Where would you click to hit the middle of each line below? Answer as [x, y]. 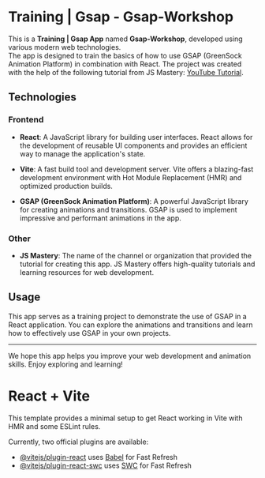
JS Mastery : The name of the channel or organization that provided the [136, 255]
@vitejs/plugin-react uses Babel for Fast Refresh [99, 457]
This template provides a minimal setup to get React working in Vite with [125, 418]
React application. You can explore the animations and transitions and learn [131, 325]
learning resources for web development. [87, 272]
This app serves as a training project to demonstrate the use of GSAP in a [127, 316]
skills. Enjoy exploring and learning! [66, 364]
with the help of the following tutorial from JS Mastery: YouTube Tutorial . [126, 72]
